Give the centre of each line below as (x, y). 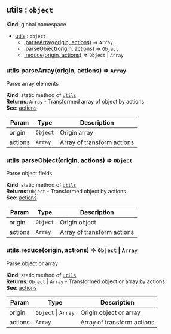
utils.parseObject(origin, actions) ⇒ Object (69, 160)
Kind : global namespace (36, 24)
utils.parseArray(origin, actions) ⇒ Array (66, 70)
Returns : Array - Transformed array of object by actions (75, 102)
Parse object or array (32, 263)
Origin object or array (110, 312)
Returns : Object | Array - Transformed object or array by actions (86, 281)
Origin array (77, 133)
